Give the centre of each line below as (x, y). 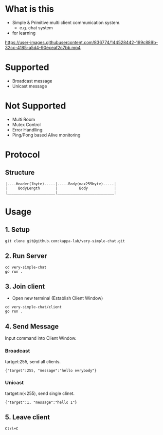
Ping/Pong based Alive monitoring (46, 135)
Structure (20, 173)
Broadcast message (32, 81)
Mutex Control (26, 124)
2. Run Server (26, 256)
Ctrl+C (12, 429)
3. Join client (25, 287)
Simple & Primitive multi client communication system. (66, 22)
